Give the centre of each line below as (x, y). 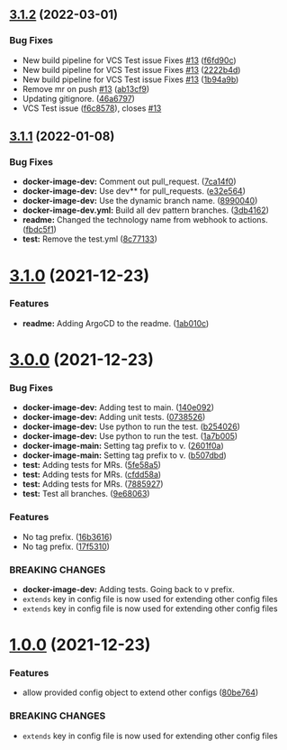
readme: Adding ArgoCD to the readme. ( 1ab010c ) (116, 323)
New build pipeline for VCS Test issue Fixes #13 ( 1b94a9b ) (130, 79)
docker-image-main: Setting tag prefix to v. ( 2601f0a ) (123, 446)
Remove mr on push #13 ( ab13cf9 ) (86, 88)
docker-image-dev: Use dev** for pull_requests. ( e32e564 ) (134, 191)
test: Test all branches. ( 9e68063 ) (86, 494)
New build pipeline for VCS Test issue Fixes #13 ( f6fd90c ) (129, 60)
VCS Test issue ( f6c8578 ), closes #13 (92, 108)
